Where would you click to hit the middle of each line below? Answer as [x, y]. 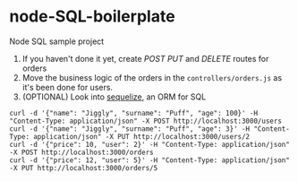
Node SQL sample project [57, 41]
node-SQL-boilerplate [93, 17]
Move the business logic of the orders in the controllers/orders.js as [152, 77]
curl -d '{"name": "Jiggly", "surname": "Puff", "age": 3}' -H [130, 129]
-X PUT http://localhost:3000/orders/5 [84, 168]
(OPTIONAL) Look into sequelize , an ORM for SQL [114, 97]
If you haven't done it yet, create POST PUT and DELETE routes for [145, 58]
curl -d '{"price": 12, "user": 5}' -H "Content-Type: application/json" [150, 160]
